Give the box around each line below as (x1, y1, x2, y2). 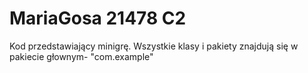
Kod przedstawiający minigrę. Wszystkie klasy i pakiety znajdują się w (9, 40, 299, 52)
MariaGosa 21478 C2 (9, 7, 187, 30)
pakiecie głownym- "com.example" (9, 50, 154, 62)
